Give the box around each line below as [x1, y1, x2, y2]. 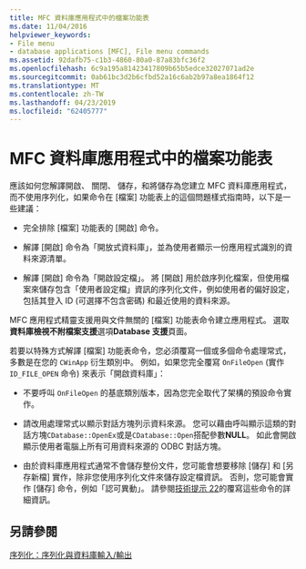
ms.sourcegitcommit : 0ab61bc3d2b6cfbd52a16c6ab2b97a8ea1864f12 [9, 73, 255, 82]
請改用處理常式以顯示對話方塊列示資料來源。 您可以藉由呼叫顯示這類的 [22, 418, 289, 429]
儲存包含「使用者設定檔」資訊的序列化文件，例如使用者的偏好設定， [38, 284, 294, 295]
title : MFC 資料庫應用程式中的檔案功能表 [9, 13, 150, 23]
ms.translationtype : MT [9, 81, 100, 90]
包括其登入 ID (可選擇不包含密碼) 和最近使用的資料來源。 [22, 295, 235, 306]
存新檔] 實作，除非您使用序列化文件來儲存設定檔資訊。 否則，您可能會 [22, 472, 286, 483]
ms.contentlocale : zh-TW [9, 89, 104, 98]
